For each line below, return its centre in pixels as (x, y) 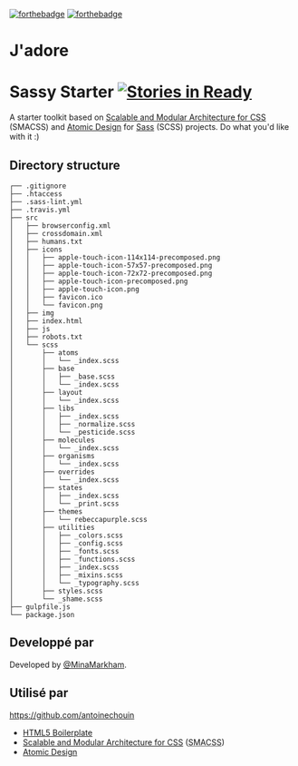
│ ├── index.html (46, 321)
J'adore (39, 51)
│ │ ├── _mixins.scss (67, 575)
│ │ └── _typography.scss (75, 583)
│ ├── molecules (52, 440)
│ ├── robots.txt (46, 337)
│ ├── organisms (52, 456)
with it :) (24, 137)
